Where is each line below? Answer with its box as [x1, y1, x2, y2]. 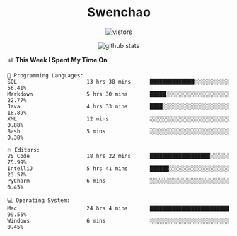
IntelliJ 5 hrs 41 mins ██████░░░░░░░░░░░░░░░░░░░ [7, 164, 230, 172]
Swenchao [87, 4, 151, 21]
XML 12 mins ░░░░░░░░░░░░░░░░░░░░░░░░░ [7, 115, 230, 123]
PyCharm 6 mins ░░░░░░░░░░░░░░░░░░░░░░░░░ [7, 177, 230, 184]
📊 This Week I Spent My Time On [7, 55, 108, 64]
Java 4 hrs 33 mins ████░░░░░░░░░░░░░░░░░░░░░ [7, 103, 230, 110]
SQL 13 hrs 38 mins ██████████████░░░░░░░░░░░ [7, 78, 230, 85]
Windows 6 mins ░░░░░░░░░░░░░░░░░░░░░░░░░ [7, 217, 230, 224]
